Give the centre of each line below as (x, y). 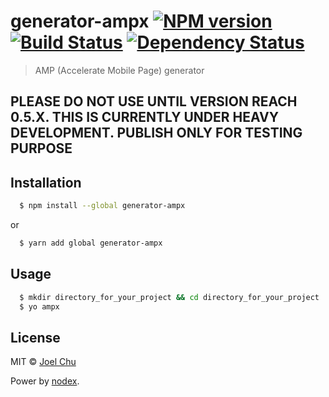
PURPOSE (41, 148)
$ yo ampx (39, 306)
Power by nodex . (45, 381)
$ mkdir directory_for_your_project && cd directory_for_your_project (169, 297)
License (35, 337)
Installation (46, 182)
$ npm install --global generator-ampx (102, 206)
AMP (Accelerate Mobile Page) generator (119, 70)
